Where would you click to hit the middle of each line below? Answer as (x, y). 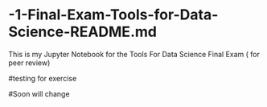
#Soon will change (39, 93)
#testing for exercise (43, 78)
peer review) (29, 63)
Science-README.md (82, 32)
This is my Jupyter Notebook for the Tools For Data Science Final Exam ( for (134, 54)
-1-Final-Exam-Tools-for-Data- (113, 15)
